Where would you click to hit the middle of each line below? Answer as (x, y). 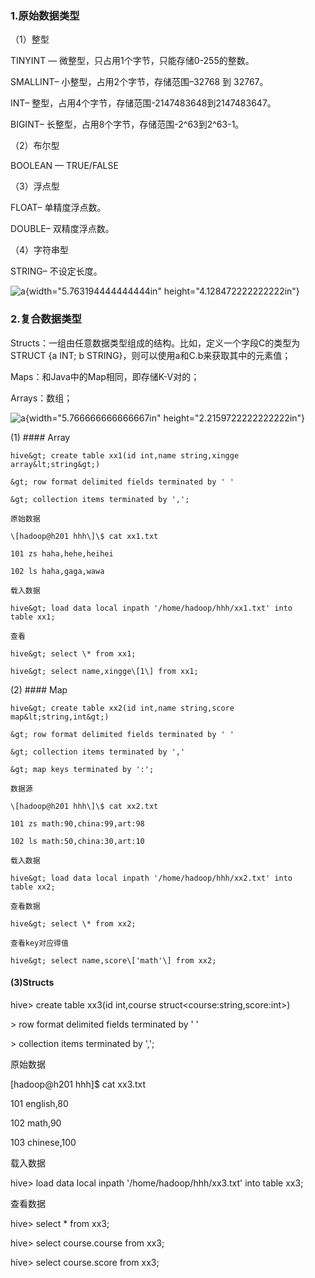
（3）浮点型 (35, 186)
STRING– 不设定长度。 (56, 271)
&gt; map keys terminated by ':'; (82, 769)
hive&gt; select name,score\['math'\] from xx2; (113, 960)
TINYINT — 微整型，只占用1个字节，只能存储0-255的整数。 (132, 61)
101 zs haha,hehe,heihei (62, 553)
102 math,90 (36, 1123)
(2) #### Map (39, 689)
